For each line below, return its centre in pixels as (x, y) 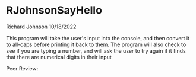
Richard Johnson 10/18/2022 (41, 27)
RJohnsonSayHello (54, 10)
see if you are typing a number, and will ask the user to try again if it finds (96, 50)
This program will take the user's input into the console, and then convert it (98, 38)
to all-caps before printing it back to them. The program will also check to (96, 44)
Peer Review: (22, 68)
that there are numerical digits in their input (59, 57)
